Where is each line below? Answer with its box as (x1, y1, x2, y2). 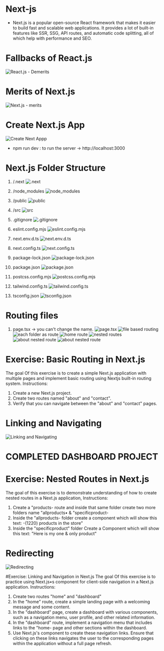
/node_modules (12, 188, 45, 194)
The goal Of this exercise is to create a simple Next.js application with (5, 370, 147, 376)
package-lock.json (12, 254, 51, 261)
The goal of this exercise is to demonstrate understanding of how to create (5, 489, 157, 495)
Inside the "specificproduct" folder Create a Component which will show (12, 525, 160, 531)
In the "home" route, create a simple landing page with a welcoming (12, 598, 150, 604)
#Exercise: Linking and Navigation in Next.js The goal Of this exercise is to (5, 573, 156, 579)
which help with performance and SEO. (12, 35, 92, 41)
